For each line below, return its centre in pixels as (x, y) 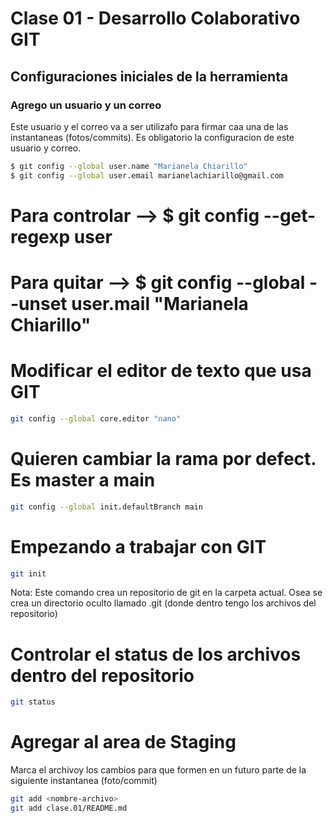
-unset (39, 304)
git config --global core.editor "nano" (96, 418)
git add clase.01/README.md (69, 808)
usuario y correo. (46, 148)
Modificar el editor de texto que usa (161, 371)
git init (28, 573)
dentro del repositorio (102, 675)
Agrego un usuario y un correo (86, 105)
